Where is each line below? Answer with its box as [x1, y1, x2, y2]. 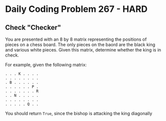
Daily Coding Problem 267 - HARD [5, 3, 148, 15]
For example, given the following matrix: [5, 62, 87, 67]
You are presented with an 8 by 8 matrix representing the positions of [5, 36, 147, 42]
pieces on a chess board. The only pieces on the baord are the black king [5, 42, 156, 48]
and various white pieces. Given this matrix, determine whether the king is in [5, 47, 162, 53]
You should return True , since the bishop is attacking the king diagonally [5, 111, 153, 116]
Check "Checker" [5, 23, 61, 32]
